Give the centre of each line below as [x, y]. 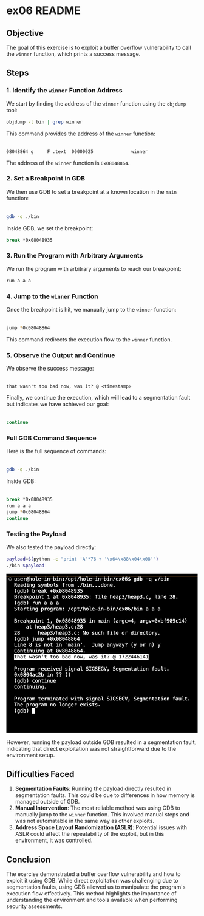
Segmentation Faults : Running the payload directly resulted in [93, 789]
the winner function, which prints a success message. [73, 54]
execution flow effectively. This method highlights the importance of [92, 894]
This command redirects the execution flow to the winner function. [89, 339]
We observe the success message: [50, 368]
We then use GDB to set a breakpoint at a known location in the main [92, 191]
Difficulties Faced [40, 774]
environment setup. [31, 755]
